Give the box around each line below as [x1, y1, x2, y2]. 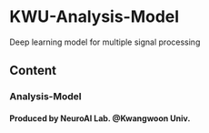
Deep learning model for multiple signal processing [9, 36, 201, 47]
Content [9, 63, 57, 78]
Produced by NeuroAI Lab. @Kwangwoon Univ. [9, 112, 191, 124]
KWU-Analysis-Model [9, 6, 180, 27]
